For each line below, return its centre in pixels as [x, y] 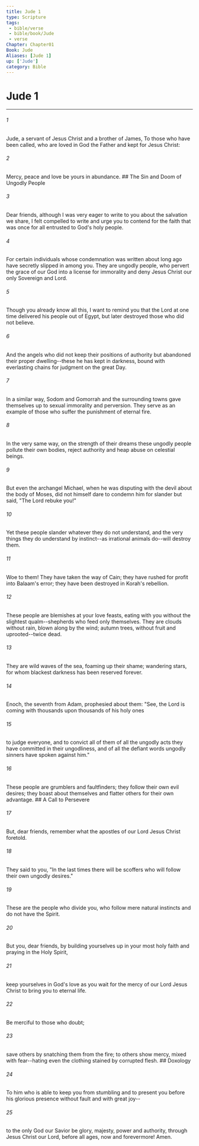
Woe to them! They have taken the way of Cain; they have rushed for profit [97, 577]
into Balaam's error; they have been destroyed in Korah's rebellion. [87, 583]
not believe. [20, 323]
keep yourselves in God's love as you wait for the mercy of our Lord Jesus [97, 984]
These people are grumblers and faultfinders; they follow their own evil [93, 787]
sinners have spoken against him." [48, 755]
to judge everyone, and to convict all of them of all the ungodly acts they [94, 742]
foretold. [17, 837]
